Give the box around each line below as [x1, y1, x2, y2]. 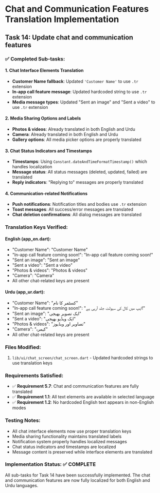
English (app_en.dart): [5, 236, 51, 242]
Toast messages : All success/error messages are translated [12, 206, 134, 213]
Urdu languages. [5, 482, 38, 488]
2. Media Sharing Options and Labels [5, 116, 81, 121]
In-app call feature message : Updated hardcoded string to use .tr [12, 89, 147, 95]
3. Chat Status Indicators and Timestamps [5, 148, 92, 154]
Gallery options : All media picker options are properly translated [12, 137, 142, 142]
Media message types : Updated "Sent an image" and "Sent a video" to [12, 99, 156, 105]
